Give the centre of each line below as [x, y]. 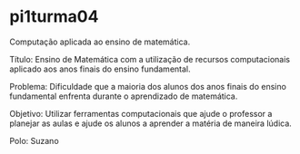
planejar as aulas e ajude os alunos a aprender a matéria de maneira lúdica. [151, 123]
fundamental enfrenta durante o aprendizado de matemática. [124, 96]
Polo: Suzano [34, 140]
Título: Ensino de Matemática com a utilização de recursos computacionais [150, 59]
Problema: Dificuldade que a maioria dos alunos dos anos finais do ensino [148, 86]
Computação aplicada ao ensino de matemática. [100, 42]
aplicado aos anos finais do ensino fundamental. [100, 69]
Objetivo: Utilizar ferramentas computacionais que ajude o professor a [141, 113]
